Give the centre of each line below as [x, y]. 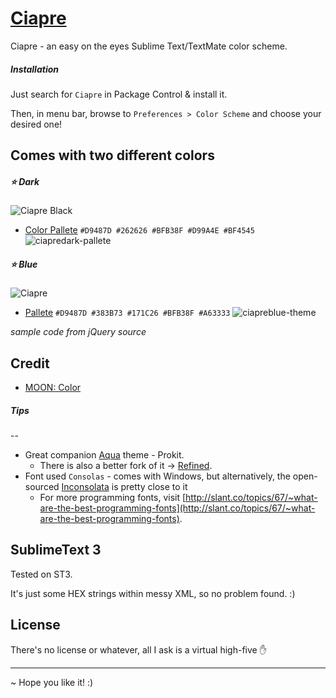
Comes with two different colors [112, 155]
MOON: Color [53, 388]
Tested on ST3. [41, 574]
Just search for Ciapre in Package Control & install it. [119, 94]
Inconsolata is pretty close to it [124, 487]
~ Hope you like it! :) [52, 682]
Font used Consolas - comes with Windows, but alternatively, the [157, 476]
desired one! [36, 124]
